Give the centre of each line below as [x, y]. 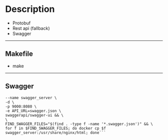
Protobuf [21, 23]
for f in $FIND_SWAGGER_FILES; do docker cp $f [56, 128]
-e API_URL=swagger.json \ [33, 111]
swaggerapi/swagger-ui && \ [34, 115]
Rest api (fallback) [31, 28]
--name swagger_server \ [31, 98]
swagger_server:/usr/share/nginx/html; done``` [56, 133]
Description [30, 9]
